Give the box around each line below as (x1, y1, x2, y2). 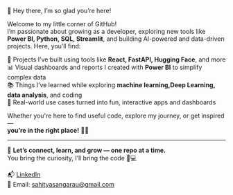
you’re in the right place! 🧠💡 (7, 127, 89, 134)
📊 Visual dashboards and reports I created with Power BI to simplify (7, 63, 202, 71)
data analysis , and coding (7, 91, 83, 99)
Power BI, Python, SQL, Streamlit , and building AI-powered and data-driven (7, 35, 225, 43)
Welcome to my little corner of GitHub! (7, 20, 117, 28)
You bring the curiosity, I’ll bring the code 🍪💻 (7, 154, 137, 162)
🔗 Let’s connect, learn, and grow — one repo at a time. (7, 146, 166, 154)
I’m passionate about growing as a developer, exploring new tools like (7, 28, 206, 35)
